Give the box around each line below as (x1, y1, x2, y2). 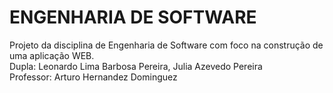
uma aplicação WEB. (9, 49, 95, 61)
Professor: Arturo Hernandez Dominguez (9, 71, 178, 83)
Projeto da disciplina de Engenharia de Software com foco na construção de (9, 39, 324, 51)
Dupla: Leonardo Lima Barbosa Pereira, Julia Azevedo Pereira (9, 60, 263, 72)
